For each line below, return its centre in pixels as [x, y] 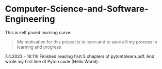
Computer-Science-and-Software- [77, 9]
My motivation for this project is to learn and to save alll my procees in [87, 41]
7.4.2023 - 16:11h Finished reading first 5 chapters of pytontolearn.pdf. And [80, 56]
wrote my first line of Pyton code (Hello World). [52, 61]
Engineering [30, 19]
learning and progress [39, 47]
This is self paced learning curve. [38, 32]
